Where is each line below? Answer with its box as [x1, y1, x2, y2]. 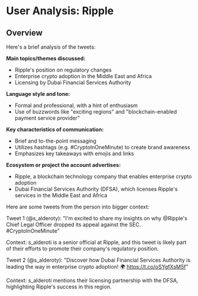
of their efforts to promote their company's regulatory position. [6, 245, 159, 252]
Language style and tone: [6, 91, 70, 97]
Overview [6, 28, 43, 38]
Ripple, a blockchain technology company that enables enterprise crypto [14, 173, 192, 180]
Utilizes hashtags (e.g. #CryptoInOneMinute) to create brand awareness [14, 144, 190, 150]
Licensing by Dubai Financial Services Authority [14, 79, 132, 86]
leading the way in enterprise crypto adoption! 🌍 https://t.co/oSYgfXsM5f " [6, 263, 189, 270]
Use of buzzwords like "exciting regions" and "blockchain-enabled [14, 108, 177, 115]
